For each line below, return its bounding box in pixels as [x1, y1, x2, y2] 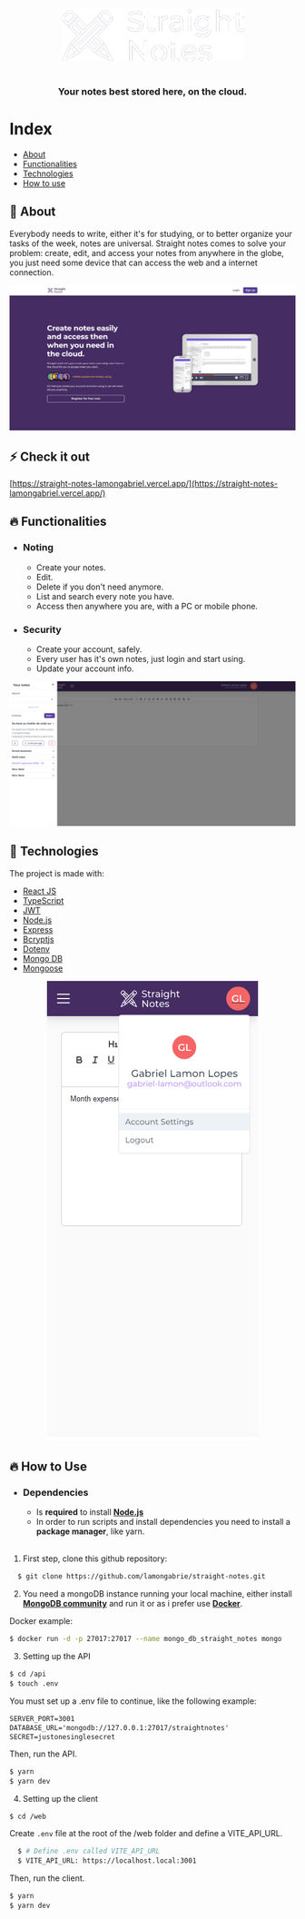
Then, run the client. [9, 1873, 85, 1884]
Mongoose [22, 963, 64, 974]
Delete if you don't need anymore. [35, 581, 164, 592]
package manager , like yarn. [35, 1526, 145, 1537]
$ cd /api [9, 1669, 47, 1679]
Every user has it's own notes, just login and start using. [35, 653, 246, 664]
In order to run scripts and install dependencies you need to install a [35, 1517, 290, 1528]
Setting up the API [22, 1651, 91, 1662]
